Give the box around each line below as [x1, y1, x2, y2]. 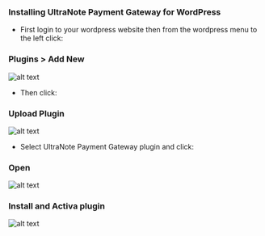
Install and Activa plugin [8, 200, 105, 212]
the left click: [19, 33, 64, 43]
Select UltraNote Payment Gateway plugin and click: [19, 141, 195, 151]
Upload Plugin [8, 107, 65, 119]
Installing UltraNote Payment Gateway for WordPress [8, 6, 221, 18]
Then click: [19, 87, 57, 97]
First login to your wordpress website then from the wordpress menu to [19, 25, 258, 35]
